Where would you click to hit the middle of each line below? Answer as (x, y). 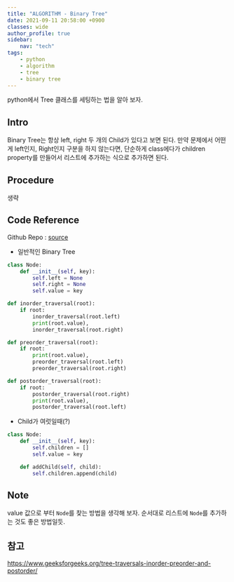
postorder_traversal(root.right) (81, 394)
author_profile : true (39, 33)
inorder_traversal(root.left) (76, 316)
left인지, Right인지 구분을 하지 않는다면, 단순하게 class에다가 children (110, 149)
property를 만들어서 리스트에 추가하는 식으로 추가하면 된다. (88, 158)
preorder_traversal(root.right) (80, 369)
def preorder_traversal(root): (53, 342)
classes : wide (28, 27)
